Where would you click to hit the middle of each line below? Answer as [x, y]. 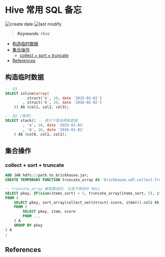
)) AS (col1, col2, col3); [41, 107]
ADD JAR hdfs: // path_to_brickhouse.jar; [47, 175]
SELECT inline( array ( [27, 93]
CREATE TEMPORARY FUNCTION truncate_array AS [52, 180]
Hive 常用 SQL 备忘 [43, 10]
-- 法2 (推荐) [18, 116]
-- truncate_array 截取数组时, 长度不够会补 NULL [53, 189]
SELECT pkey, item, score [49, 212]
